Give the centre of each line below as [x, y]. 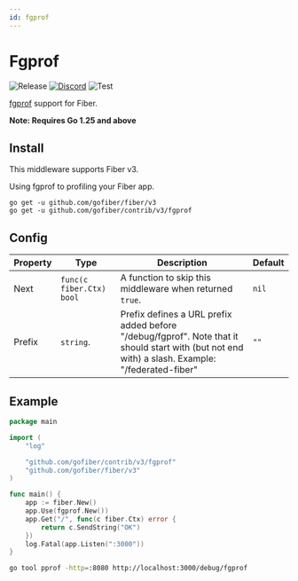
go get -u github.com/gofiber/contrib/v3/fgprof [101, 211]
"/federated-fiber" [159, 370]
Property [33, 263]
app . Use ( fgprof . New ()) [67, 511]
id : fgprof [29, 17]
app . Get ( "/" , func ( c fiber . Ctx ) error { [101, 519]
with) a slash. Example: [168, 358]
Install [27, 148]
